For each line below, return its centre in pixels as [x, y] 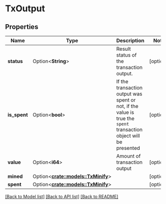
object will [128, 136]
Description [130, 41]
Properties [22, 27]
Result [124, 49]
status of [126, 55]
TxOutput [25, 9]
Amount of [128, 156]
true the [125, 119]
